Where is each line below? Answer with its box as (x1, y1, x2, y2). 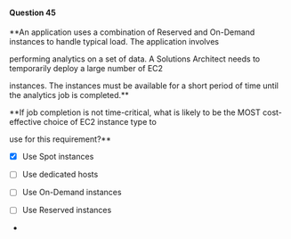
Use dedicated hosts (21, 169, 99, 180)
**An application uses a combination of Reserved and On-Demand (9, 27, 255, 37)
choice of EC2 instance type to (43, 117, 158, 128)
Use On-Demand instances (21, 187, 122, 198)
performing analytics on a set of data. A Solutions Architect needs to (9, 54, 261, 64)
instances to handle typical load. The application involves (9, 37, 220, 47)
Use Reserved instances (21, 205, 112, 216)
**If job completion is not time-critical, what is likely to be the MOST (9, 107, 261, 118)
